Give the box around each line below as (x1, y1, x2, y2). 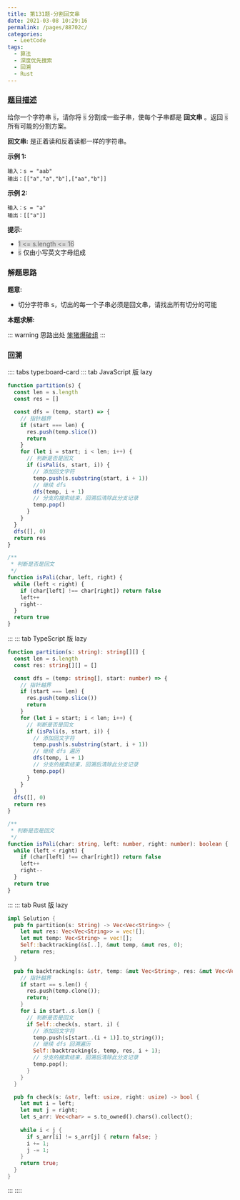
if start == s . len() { (20, 981, 88, 988)
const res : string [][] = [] (14, 661, 98, 669)
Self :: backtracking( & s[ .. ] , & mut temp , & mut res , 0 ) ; (20, 941, 184, 949)
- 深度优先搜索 (14, 57, 53, 64)
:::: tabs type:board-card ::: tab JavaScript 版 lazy (7, 368, 153, 376)
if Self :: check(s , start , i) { (26, 1021, 120, 1028)
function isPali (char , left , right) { (7, 574, 123, 581)
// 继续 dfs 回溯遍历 (33, 1041, 91, 1048)
